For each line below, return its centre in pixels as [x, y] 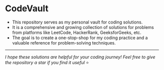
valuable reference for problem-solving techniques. [64, 43]
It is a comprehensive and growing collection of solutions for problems [83, 27]
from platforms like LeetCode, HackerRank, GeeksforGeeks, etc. [77, 32]
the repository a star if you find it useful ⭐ [47, 62]
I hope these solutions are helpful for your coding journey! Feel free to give [80, 57]
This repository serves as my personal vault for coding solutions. [77, 22]
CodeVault [27, 9]
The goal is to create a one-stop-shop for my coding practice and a [80, 38]
